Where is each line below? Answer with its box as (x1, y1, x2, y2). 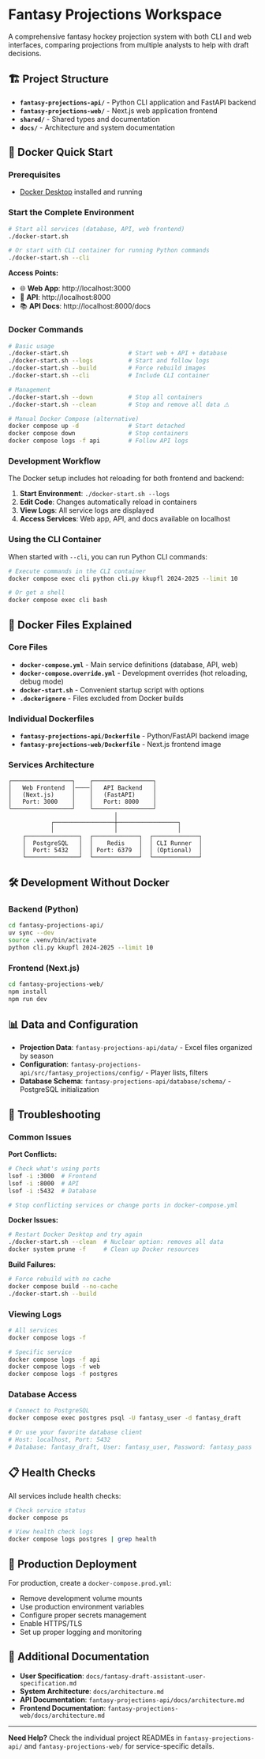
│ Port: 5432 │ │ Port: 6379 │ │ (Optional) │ (22, 847, 203, 855)
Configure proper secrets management (19, 1610, 147, 1620)
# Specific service (8, 1348, 73, 1356)
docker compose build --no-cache (8, 1282, 118, 1291)
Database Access (8, 1389, 77, 1400)
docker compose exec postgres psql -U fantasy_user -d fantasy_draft (8, 1414, 242, 1422)
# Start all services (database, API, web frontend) (8, 225, 185, 233)
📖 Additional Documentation (8, 1650, 150, 1663)
